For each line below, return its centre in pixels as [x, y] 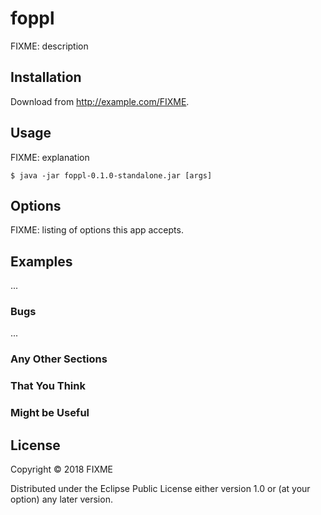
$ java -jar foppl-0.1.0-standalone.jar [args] [111, 175]
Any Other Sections [59, 359]
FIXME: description [49, 46]
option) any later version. [61, 499]
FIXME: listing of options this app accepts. [97, 230]
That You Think [48, 386]
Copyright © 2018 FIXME [62, 469]
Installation [46, 77]
